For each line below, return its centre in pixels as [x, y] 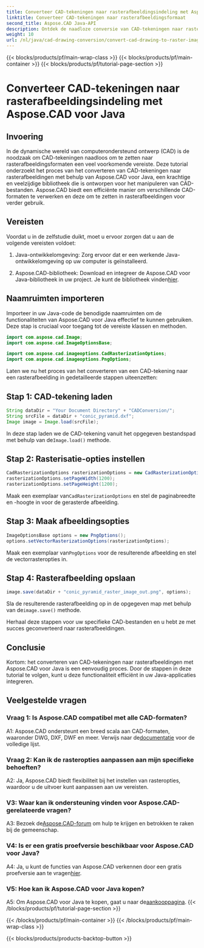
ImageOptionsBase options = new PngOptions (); [66, 535]
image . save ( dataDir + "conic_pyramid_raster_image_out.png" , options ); [99, 592]
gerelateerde [26, 810]
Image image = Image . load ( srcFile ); [53, 422]
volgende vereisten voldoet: [41, 243]
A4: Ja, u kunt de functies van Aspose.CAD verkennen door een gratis [94, 867]
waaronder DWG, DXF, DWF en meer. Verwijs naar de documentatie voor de [101, 737]
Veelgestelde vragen [46, 701]
